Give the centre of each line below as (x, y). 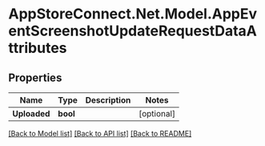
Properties (35, 77)
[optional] (157, 114)
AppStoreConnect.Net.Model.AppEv (133, 14)
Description (108, 100)
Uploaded (31, 114)
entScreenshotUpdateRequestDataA (133, 31)
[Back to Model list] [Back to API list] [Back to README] (100, 134)
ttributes (38, 48)
